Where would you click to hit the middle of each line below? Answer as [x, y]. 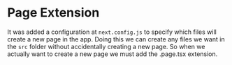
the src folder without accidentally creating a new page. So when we [106, 46]
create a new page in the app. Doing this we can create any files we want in [116, 39]
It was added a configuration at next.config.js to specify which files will [112, 32]
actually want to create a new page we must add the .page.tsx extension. [113, 54]
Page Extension [53, 13]
